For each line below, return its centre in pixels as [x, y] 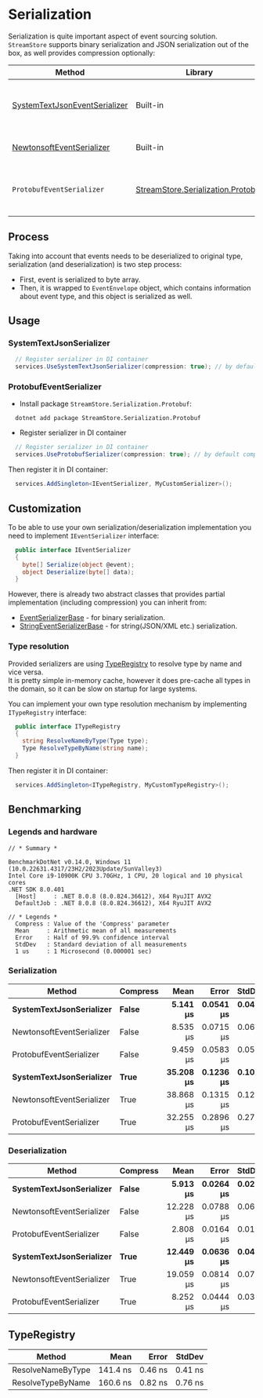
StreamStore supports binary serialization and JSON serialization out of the [128, 44]
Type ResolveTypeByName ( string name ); [85, 748]
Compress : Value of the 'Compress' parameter [92, 924]
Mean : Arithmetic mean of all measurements [96, 931]
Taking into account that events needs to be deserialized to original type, [126, 256]
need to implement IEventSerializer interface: [84, 535]
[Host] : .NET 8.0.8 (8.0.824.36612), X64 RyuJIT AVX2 [113, 896]
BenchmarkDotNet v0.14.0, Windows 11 [70, 862]
